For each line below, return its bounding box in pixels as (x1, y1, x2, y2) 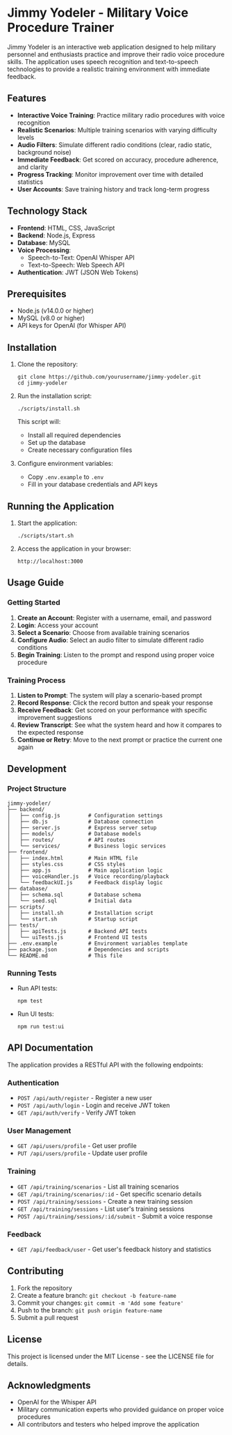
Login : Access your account (17, 621, 99, 629)
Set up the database (27, 439, 86, 447)
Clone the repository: (17, 360, 78, 368)
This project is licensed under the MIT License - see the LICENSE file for (7, 1352, 214, 1360)
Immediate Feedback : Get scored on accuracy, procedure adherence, (17, 155, 219, 164)
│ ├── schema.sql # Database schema (7, 891, 141, 898)
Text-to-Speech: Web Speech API (27, 260, 125, 269)
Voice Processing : (17, 246, 72, 254)
